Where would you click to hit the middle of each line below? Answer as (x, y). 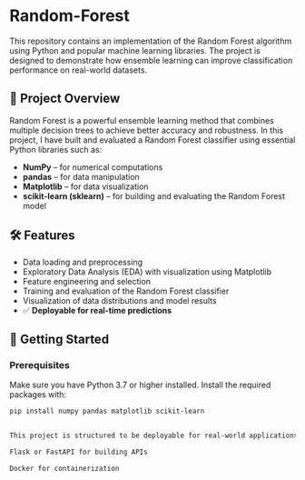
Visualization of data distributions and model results (119, 300)
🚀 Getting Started (59, 339)
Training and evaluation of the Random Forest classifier (126, 291)
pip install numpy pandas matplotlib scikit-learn (107, 411)
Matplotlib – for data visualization (85, 186)
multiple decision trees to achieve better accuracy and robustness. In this (147, 130)
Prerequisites (39, 365)
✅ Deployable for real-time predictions (97, 310)
